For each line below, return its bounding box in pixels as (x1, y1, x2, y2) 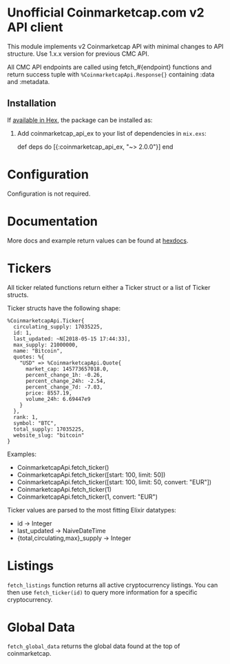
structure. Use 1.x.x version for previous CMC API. (7, 50, 149, 58)
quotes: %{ (13, 353, 45, 360)
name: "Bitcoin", (13, 347, 63, 354)
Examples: (7, 450, 36, 458)
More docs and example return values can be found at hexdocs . (7, 236, 189, 245)
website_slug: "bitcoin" (13, 432, 85, 439)
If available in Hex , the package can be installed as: (7, 116, 153, 124)
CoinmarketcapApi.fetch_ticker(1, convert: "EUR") (17, 492, 158, 501)
